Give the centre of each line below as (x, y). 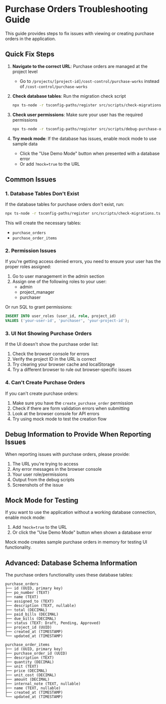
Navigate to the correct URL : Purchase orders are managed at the (80, 66)
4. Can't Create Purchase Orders (45, 383)
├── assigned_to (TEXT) (30, 601)
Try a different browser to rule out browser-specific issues (72, 370)
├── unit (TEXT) (22, 667)
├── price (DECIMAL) (27, 671)
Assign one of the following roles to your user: (59, 282)
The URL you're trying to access (45, 464)
